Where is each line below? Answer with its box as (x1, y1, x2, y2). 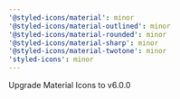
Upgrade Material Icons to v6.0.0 (8, 80, 131, 90)
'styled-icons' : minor (8, 55, 94, 64)
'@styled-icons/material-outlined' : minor (8, 22, 171, 31)
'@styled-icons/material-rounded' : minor (8, 30, 167, 39)
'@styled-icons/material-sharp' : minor (8, 38, 159, 48)
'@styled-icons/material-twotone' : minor (8, 47, 167, 56)
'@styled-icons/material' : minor (8, 13, 135, 22)
